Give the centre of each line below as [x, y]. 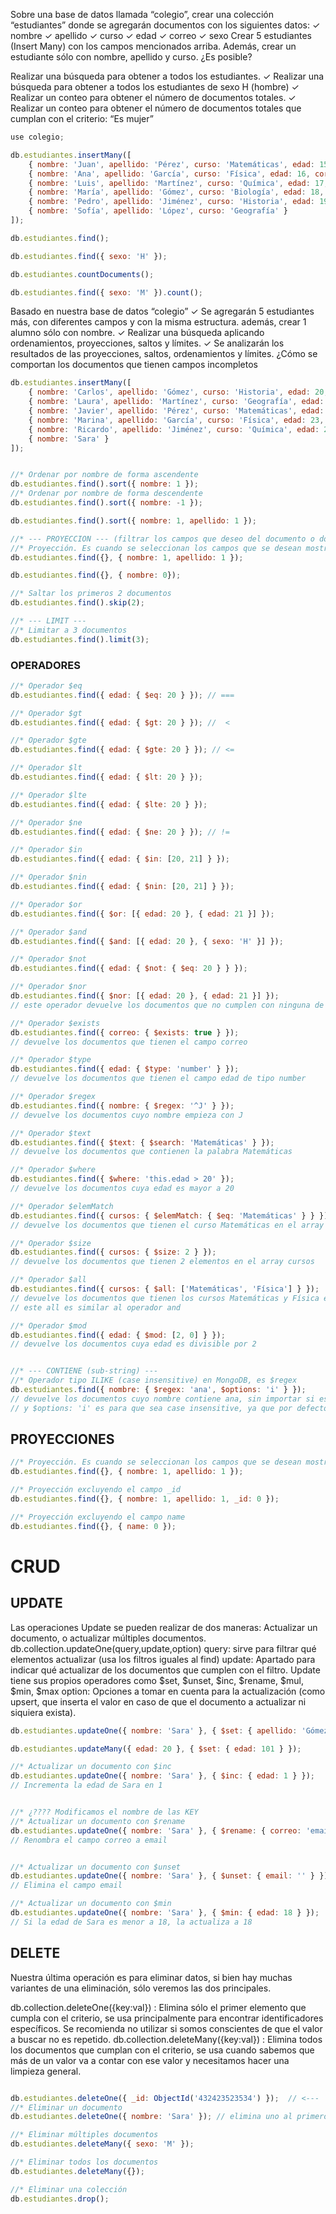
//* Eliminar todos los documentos [84, 2162]
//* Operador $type [51, 1060]
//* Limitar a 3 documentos [69, 630]
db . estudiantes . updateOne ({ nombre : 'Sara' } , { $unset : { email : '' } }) [169, 1876]
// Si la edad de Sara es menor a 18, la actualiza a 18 [131, 1922]
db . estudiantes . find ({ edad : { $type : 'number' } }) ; [125, 1069]
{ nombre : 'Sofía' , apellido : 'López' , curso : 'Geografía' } [158, 211]
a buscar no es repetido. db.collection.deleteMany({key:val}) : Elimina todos [166, 2039]
